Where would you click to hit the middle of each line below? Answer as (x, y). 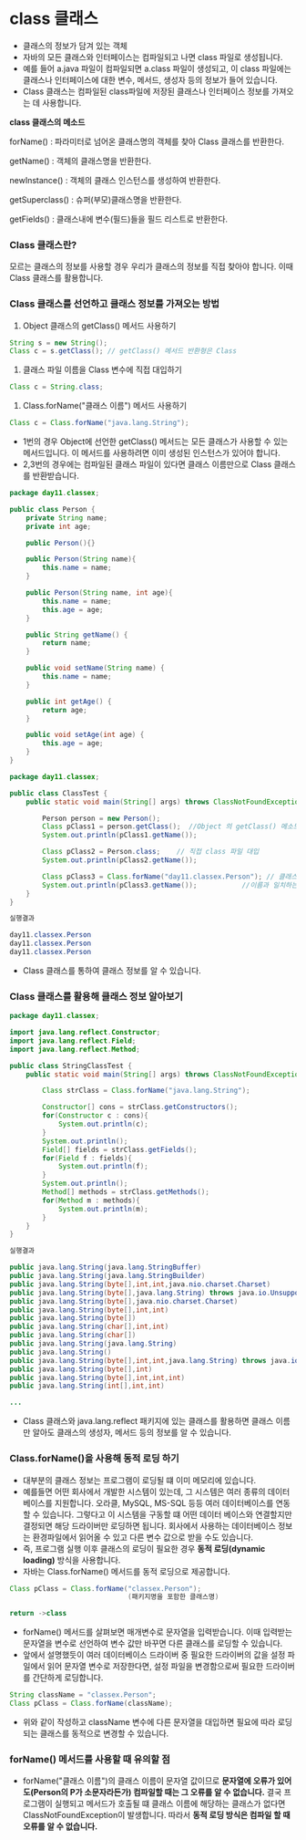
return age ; (65, 710)
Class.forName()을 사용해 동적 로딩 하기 (94, 1459)
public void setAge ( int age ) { (85, 735)
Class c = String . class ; (56, 387)
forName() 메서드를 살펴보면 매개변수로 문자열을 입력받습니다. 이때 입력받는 (158, 1632)
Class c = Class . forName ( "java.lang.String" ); (99, 423)
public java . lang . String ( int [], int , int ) (87, 1386)
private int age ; (59, 526)
